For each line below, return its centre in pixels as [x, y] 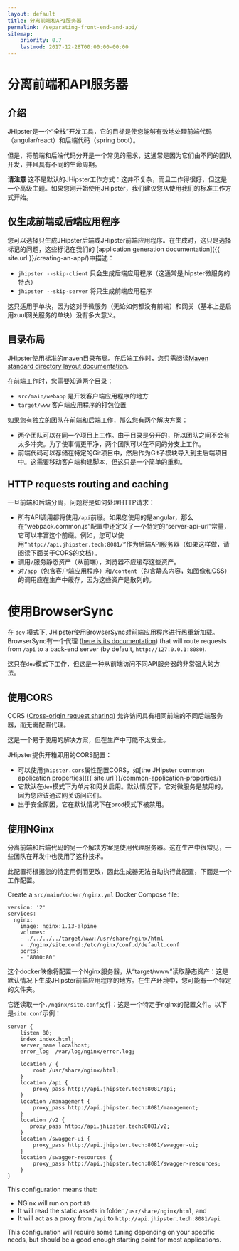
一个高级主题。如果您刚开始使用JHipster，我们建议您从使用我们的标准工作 [116, 188]
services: [22, 914]
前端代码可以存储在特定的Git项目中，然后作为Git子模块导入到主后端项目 [122, 453]
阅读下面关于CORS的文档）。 [59, 553]
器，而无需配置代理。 [38, 725]
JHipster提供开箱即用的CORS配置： [60, 755]
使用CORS [30, 697]
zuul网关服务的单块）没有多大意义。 [66, 315]
